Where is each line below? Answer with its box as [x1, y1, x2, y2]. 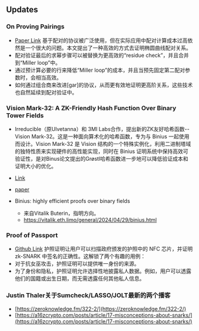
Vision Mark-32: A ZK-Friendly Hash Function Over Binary [6, 104, 176, 112]
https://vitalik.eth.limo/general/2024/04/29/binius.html [23, 216, 157, 223]
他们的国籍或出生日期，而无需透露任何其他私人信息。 [14, 275, 145, 282]
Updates [6, 5, 38, 15]
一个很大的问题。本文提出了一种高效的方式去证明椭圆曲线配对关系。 [25, 44, 191, 51]
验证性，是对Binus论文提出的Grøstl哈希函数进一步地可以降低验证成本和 [14, 155, 188, 162]
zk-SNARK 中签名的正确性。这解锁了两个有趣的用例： [14, 253, 146, 260]
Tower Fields [6, 111, 44, 119]
